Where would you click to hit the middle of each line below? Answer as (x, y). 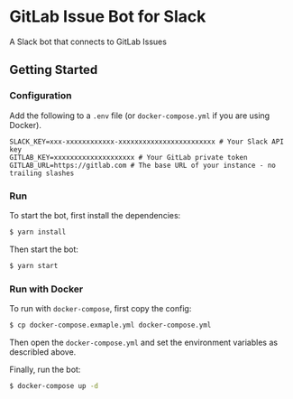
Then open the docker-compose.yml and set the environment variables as (143, 342)
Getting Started (54, 70)
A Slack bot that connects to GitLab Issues (88, 42)
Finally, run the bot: (45, 369)
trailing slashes (42, 173)
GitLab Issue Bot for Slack (108, 17)
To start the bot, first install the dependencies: (95, 215)
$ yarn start (34, 265)
